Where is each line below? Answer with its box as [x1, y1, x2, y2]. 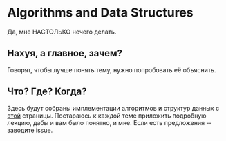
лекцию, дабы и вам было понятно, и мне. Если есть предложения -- [7, 118, 212, 127]
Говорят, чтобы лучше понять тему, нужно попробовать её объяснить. [7, 65, 216, 74]
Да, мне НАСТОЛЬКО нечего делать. [7, 28, 117, 36]
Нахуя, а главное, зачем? [7, 47, 123, 59]
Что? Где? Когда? [7, 86, 88, 98]
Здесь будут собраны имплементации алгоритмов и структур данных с [7, 104, 220, 112]
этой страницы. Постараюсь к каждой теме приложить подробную [7, 111, 207, 120]
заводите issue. [7, 126, 53, 134]
